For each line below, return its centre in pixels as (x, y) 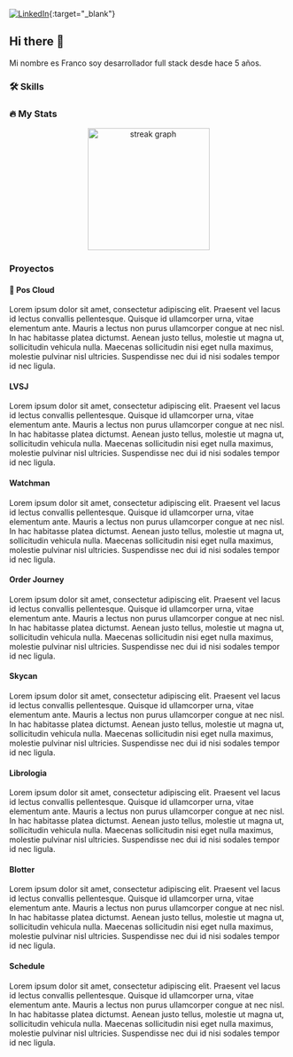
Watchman (30, 483)
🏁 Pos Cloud (32, 289)
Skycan (23, 676)
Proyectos (32, 268)
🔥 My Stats (33, 114)
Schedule (27, 966)
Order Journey (37, 580)
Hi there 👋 (37, 41)
